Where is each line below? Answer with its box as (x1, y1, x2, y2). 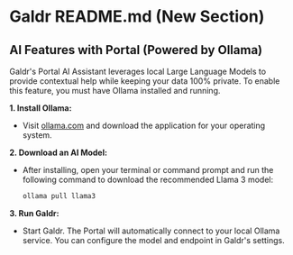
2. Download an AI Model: (9, 147, 108, 158)
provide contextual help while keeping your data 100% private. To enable (9, 76, 280, 87)
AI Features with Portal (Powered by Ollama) (9, 42, 263, 58)
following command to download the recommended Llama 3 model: (22, 174, 273, 185)
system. (22, 130, 52, 141)
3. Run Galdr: (9, 207, 60, 218)
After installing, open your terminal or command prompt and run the (22, 165, 274, 175)
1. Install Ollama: (9, 103, 72, 114)
